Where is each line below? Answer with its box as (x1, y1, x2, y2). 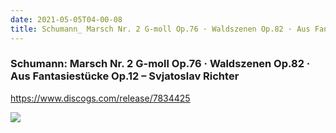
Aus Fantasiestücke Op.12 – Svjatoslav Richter (10, 69, 240, 83)
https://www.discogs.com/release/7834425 (10, 92, 191, 104)
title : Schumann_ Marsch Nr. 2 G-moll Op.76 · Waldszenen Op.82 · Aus (10, 24, 311, 34)
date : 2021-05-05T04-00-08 (10, 14, 123, 25)
